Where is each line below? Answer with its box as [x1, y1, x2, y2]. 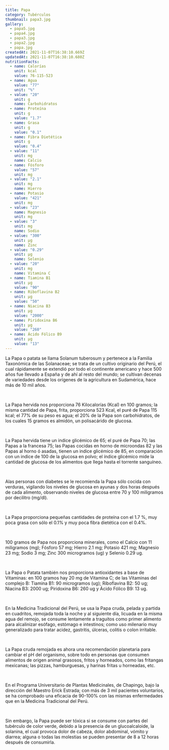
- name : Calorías [10, 64, 46, 69]
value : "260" [14, 327, 42, 332]
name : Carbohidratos [14, 102, 58, 107]
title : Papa [5, 7, 30, 13]
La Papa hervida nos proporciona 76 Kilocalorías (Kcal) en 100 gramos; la [5, 402, 158, 408]
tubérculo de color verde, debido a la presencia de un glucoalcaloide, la [5, 723, 154, 729]
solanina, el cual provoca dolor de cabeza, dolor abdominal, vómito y [5, 728, 148, 734]
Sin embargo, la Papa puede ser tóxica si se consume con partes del [5, 718, 148, 724]
